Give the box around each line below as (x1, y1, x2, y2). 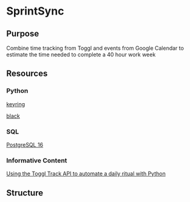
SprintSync (6, 4, 64, 18)
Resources (6, 69, 48, 79)
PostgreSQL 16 (6, 141, 44, 148)
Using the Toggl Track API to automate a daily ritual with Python (6, 170, 166, 177)
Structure (6, 187, 44, 198)
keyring (6, 100, 25, 107)
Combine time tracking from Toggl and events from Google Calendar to (6, 44, 184, 52)
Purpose (6, 29, 39, 39)
